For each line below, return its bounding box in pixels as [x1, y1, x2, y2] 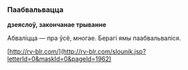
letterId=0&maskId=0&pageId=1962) [7, 55, 112, 63]
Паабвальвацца [7, 5, 64, 15]
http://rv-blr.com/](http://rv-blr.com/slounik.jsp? [9, 47, 146, 56]
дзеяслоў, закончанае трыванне [7, 21, 106, 29]
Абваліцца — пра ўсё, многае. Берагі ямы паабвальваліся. [7, 34, 182, 42]
